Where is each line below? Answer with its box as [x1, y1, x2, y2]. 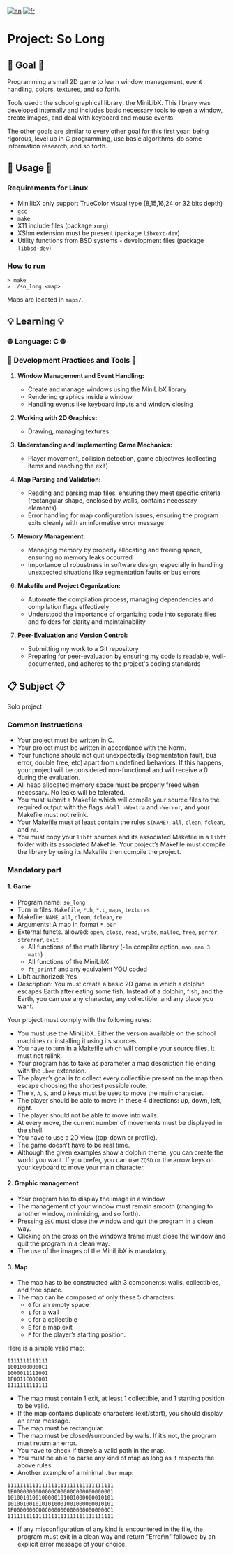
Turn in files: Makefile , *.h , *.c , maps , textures [17, 905, 150, 914]
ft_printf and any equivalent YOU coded [27, 965, 148, 973]
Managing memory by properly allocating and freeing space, [27, 545, 202, 554]
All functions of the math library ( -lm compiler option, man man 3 [27, 942, 211, 951]
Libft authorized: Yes [17, 972, 77, 980]
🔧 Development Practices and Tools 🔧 [7, 356, 137, 365]
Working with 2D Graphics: [17, 413, 98, 421]
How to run [7, 261, 45, 271]
